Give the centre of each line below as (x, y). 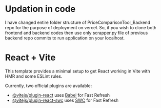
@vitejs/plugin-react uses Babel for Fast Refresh (61, 95)
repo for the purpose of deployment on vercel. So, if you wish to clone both (81, 27)
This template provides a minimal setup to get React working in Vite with (78, 71)
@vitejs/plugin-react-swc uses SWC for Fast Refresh (65, 100)
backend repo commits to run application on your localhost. (65, 38)
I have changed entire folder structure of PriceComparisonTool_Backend (78, 22)
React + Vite (30, 58)
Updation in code (40, 9)
